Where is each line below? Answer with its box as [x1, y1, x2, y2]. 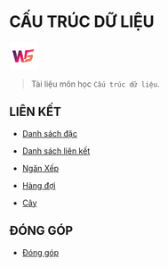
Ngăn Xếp [21, 163, 60, 173]
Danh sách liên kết [21, 146, 91, 156]
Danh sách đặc [21, 128, 78, 138]
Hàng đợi [21, 179, 56, 190]
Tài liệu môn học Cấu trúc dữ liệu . [30, 79, 160, 89]
